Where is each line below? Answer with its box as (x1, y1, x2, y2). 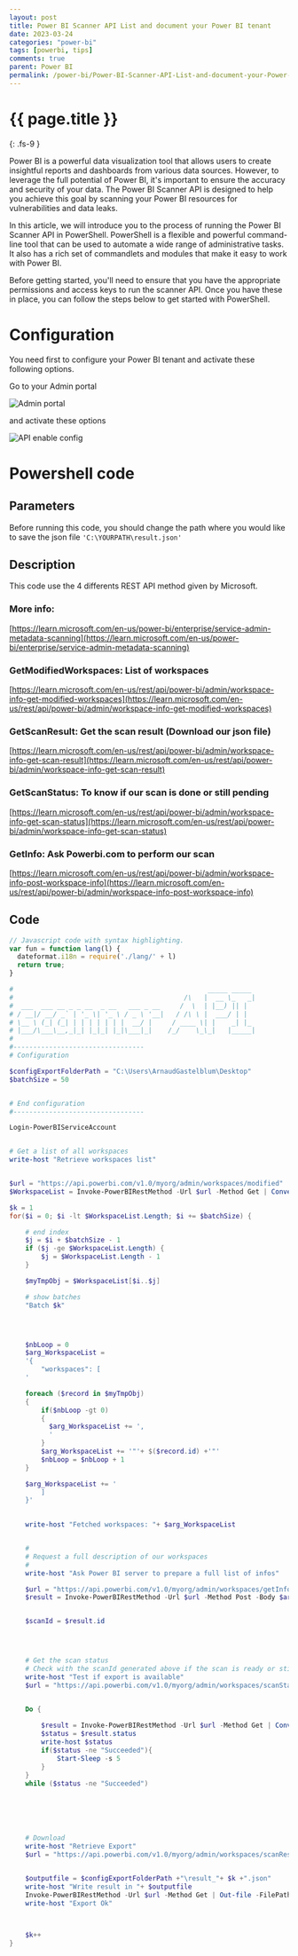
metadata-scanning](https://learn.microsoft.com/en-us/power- (9, 632, 239, 643)
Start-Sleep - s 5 (56, 1754, 122, 1763)
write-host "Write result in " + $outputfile (25, 1882, 192, 1891)
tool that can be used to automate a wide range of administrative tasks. (24, 239, 285, 249)
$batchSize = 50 (9, 1075, 69, 1084)
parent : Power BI (9, 63, 74, 72)
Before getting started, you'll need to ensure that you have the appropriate (9, 274, 281, 285)
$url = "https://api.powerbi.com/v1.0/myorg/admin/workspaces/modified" (9, 1179, 284, 1188)
